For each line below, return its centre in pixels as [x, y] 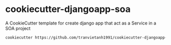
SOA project [18, 28]
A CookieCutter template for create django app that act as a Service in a [81, 23]
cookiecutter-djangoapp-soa [68, 9]
